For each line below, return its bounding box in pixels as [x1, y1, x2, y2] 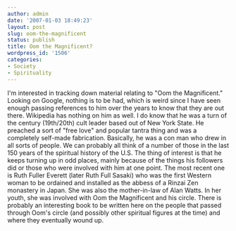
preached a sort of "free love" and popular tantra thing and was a [7, 126, 197, 135]
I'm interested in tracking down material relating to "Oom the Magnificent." [7, 89, 223, 97]
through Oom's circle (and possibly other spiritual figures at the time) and [7, 208, 221, 217]
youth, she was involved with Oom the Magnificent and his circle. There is [7, 193, 222, 201]
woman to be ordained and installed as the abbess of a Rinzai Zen [7, 178, 199, 187]
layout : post [7, 23, 46, 30]
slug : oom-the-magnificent [7, 30, 87, 37]
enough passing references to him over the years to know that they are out [7, 104, 224, 112]
